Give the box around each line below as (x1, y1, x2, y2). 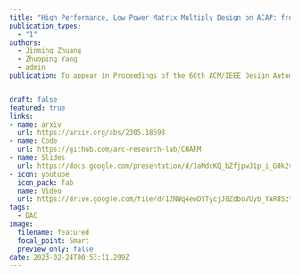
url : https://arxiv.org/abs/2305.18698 (17, 129, 166, 137)
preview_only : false (17, 245, 94, 254)
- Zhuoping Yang (17, 54, 78, 63)
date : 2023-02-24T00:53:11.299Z (9, 253, 129, 262)
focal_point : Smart (17, 236, 90, 246)
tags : (9, 203, 29, 212)
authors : (9, 37, 42, 47)
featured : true (9, 104, 66, 112)
